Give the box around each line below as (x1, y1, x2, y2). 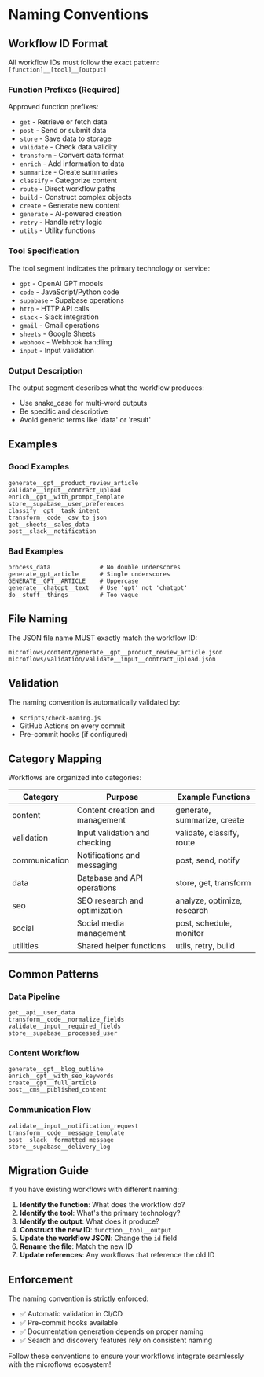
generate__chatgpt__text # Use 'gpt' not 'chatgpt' (8, 584, 189, 591)
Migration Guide (8, 1164, 89, 1177)
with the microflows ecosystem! (8, 1360, 112, 1369)
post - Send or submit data (19, 126, 107, 135)
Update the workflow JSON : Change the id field (19, 1233, 178, 1243)
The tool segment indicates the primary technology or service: (8, 263, 211, 273)
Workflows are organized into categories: (8, 773, 142, 782)
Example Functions (177, 792, 251, 803)
